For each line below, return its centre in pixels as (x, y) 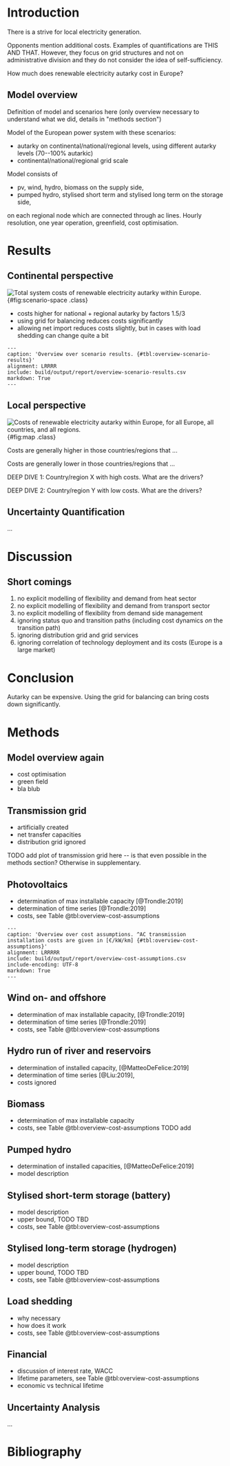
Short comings (40, 582)
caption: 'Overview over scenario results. (71, 354)
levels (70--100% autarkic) (55, 153)
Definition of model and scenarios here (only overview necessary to (103, 111)
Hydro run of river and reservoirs (79, 1051)
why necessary (39, 1318)
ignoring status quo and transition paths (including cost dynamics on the (120, 620)
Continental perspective (60, 276)
